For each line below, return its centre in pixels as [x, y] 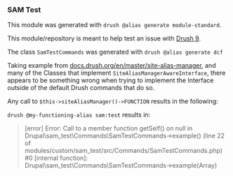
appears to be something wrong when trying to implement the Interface [111, 80]
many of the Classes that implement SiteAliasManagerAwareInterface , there [116, 73]
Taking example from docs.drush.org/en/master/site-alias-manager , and [112, 66]
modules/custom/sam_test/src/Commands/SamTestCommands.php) [124, 151]
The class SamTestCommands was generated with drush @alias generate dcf [115, 52]
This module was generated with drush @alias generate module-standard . [114, 25]
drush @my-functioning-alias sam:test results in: [79, 115]
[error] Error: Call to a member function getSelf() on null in [108, 129]
